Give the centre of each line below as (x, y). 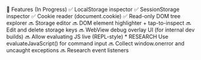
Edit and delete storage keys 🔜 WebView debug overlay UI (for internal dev (101, 30)
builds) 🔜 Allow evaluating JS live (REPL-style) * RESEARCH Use (87, 37)
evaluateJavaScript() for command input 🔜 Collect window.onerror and (96, 43)
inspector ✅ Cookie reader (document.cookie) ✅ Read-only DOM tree (94, 16)
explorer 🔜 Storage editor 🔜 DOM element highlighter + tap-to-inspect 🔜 (99, 23)
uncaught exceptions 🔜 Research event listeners (68, 50)
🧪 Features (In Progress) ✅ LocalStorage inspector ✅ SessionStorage (93, 9)
